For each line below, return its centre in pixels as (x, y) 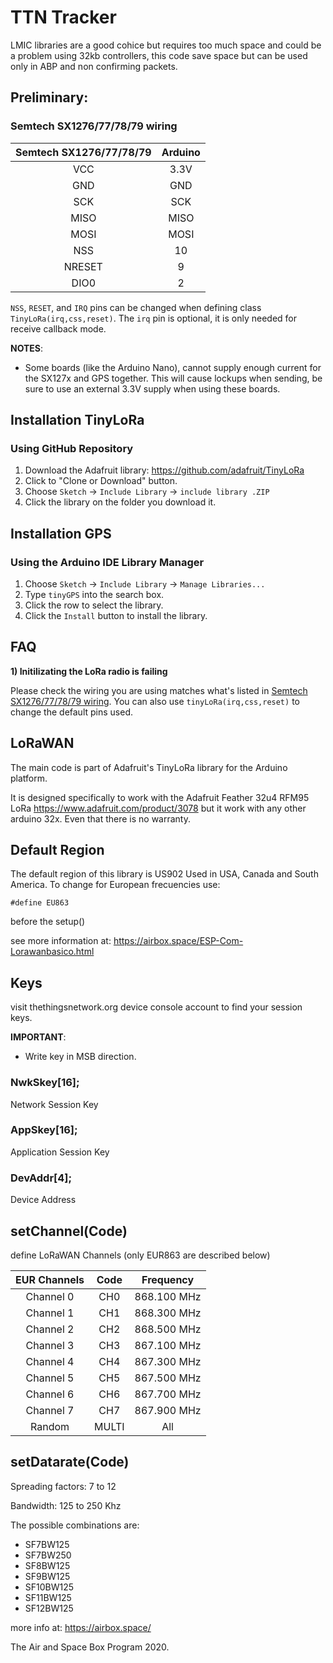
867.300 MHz (168, 1361)
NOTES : (27, 348)
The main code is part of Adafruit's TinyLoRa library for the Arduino (149, 767)
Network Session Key (54, 1104)
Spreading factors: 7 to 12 (63, 1486)
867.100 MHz (168, 1345)
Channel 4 (50, 1361)
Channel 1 (50, 1313)
